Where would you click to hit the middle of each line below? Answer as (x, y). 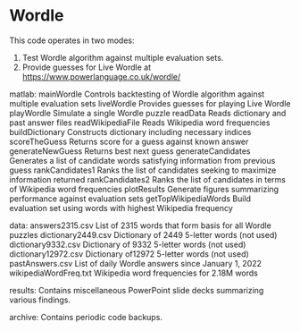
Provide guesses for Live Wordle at (87, 67)
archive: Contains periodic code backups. (86, 317)
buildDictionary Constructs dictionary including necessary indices (130, 132)
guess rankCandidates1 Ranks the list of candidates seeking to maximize (143, 170)
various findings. (40, 300)
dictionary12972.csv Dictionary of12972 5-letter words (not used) (129, 254)
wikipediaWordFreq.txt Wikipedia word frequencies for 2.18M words (134, 273)
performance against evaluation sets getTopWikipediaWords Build (130, 199)
